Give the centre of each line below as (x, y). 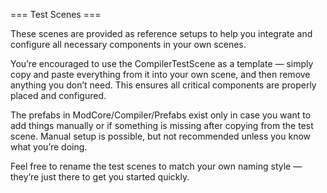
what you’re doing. (49, 147)
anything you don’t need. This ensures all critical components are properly (163, 85)
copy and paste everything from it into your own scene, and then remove (160, 74)
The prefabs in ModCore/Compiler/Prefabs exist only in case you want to (161, 115)
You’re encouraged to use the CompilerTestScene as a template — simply (162, 63)
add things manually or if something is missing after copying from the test (162, 125)
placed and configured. (58, 95)
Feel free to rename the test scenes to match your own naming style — (156, 166)
